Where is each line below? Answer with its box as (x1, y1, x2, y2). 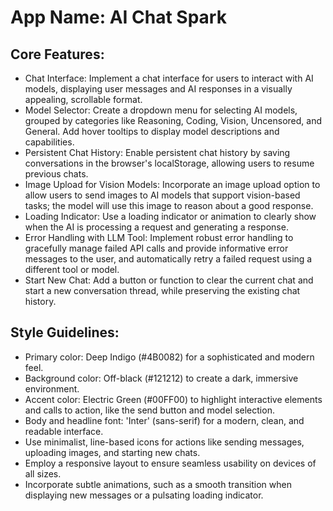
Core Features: (10, 46, 105, 63)
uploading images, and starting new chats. (24, 446, 201, 458)
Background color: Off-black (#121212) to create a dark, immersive (24, 372, 299, 384)
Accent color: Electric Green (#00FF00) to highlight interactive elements (24, 393, 323, 405)
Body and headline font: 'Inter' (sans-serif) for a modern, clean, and (24, 414, 305, 426)
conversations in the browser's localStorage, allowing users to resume (24, 157, 315, 169)
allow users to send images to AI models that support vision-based (24, 189, 301, 201)
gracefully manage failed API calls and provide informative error (24, 242, 289, 254)
